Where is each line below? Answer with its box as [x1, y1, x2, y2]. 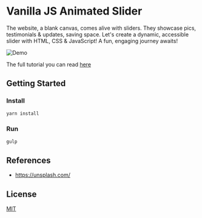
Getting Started [6, 78, 66, 89]
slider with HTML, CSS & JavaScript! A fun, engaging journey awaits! [6, 37, 178, 44]
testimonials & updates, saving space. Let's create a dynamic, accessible [6, 30, 189, 38]
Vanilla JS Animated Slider [6, 4, 143, 18]
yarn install [6, 111, 39, 117]
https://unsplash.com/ [15, 171, 71, 179]
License [6, 189, 37, 199]
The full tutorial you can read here [6, 61, 92, 68]
